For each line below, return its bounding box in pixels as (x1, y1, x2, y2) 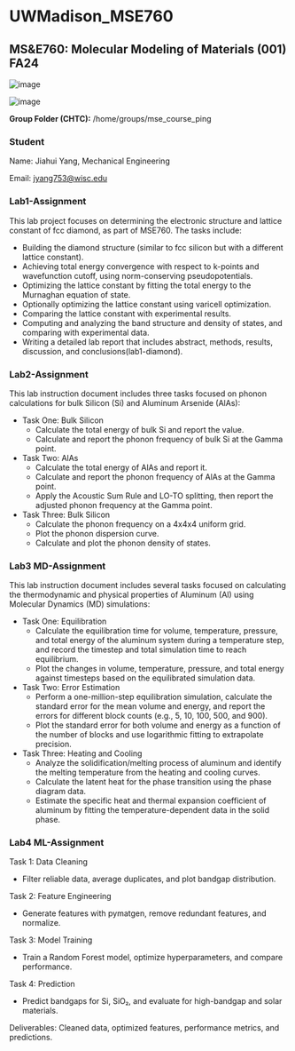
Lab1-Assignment (9, 195, 87, 208)
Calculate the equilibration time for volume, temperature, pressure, (35, 625, 279, 636)
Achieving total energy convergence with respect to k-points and (21, 260, 260, 272)
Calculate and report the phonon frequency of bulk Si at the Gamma (35, 434, 283, 444)
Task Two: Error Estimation (21, 682, 120, 693)
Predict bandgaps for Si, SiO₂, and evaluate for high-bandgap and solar (21, 996, 283, 1007)
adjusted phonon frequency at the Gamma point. (35, 499, 213, 510)
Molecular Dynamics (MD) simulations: (9, 599, 151, 609)
